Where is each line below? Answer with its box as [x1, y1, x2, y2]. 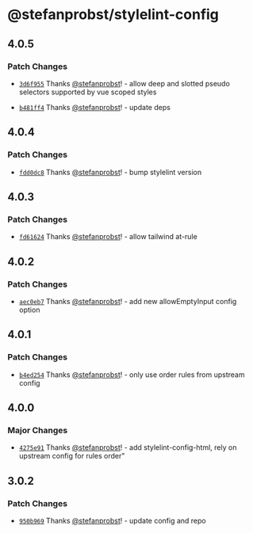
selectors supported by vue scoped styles [18, 87, 157, 97]
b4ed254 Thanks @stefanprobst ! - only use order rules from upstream [18, 370, 245, 379]
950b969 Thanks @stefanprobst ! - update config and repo [18, 516, 207, 525]
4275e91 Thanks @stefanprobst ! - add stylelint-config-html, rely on [18, 443, 237, 452]
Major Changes [7, 424, 68, 436]
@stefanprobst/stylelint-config [7, 6, 220, 24]
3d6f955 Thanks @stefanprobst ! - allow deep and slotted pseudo [18, 78, 231, 88]
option [18, 305, 40, 314]
